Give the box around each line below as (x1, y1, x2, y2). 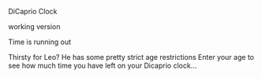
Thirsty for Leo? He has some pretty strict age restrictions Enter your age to (8, 53, 255, 61)
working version (8, 22, 61, 31)
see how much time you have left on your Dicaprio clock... (8, 61, 197, 70)
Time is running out (8, 37, 72, 46)
